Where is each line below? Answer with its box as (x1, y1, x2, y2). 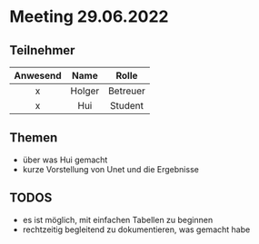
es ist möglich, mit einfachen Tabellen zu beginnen (22, 214, 214, 225)
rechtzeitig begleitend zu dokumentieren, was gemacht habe (22, 224, 251, 235)
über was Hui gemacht (22, 154, 108, 165)
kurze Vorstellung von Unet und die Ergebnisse (22, 163, 200, 174)
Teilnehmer (9, 43, 75, 58)
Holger (70, 84, 100, 97)
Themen (9, 130, 58, 146)
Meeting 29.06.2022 (9, 6, 169, 27)
